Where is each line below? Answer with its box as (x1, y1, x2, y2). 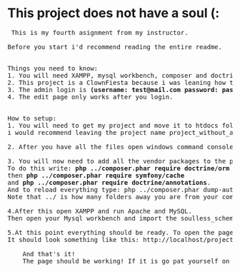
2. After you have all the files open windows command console (7, 143, 234, 151)
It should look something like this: (7, 236, 140, 243)
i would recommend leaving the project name (7, 129, 166, 136)
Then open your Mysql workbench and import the (7, 214, 177, 222)
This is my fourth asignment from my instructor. (11, 29, 189, 36)
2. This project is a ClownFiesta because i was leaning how (7, 79, 226, 86)
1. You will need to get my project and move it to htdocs (7, 121, 219, 129)
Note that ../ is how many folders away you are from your (7, 193, 219, 201)
